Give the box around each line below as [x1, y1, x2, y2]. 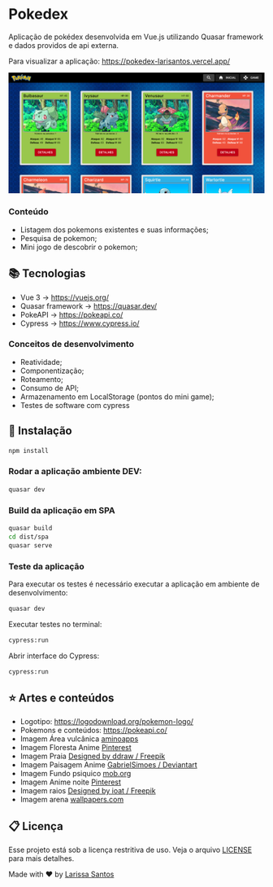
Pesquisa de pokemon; [19, 233, 97, 243]
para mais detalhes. [8, 854, 75, 863]
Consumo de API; [19, 383, 80, 393]
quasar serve [8, 541, 53, 550]
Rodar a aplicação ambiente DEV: [8, 466, 142, 477]
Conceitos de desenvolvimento [8, 339, 134, 350]
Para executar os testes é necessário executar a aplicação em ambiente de [8, 579, 260, 589]
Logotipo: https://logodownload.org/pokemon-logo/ [19, 717, 193, 727]
